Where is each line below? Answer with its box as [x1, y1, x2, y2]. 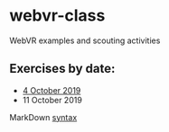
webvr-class [9, 5, 106, 26]
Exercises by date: [9, 61, 116, 76]
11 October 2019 [22, 94, 83, 105]
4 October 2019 [22, 84, 81, 95]
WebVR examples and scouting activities [9, 35, 161, 46]
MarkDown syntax [9, 111, 78, 122]
